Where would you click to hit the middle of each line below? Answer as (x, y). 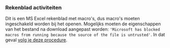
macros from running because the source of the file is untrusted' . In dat (85, 35)
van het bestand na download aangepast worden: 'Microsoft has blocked (83, 29)
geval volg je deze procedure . (36, 40)
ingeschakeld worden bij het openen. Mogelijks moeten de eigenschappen (83, 24)
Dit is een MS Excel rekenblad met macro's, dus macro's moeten (73, 19)
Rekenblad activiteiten (33, 8)
